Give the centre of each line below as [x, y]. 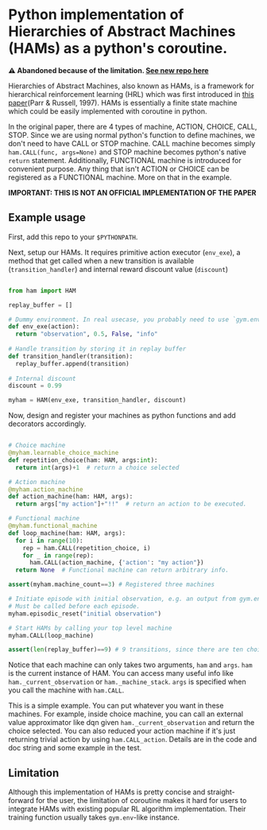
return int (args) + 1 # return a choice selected [97, 467]
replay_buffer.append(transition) [72, 363]
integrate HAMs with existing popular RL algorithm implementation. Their [127, 809]
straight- [221, 792]
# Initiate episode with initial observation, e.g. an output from [122, 599]
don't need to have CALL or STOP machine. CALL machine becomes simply [132, 143]
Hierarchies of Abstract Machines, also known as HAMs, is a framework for [131, 86]
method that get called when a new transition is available [101, 261]
